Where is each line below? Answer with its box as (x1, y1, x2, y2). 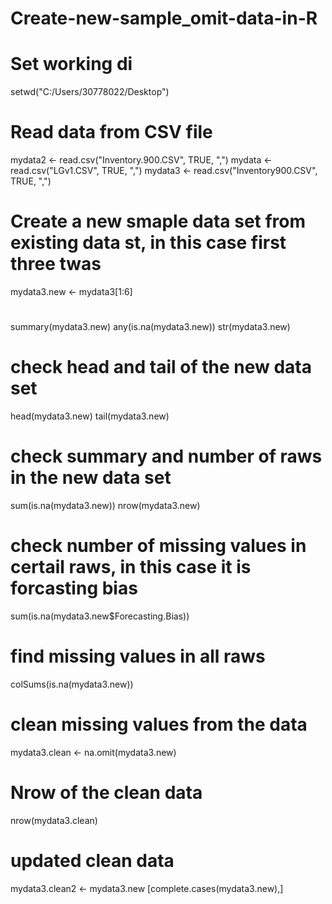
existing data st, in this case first (10, 232, 287, 254)
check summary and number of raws (10, 445, 323, 468)
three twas (10, 253, 102, 276)
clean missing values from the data (10, 713, 308, 736)
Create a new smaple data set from (10, 210, 307, 233)
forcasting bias (10, 577, 138, 600)
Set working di (10, 53, 133, 76)
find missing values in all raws (10, 645, 266, 668)
